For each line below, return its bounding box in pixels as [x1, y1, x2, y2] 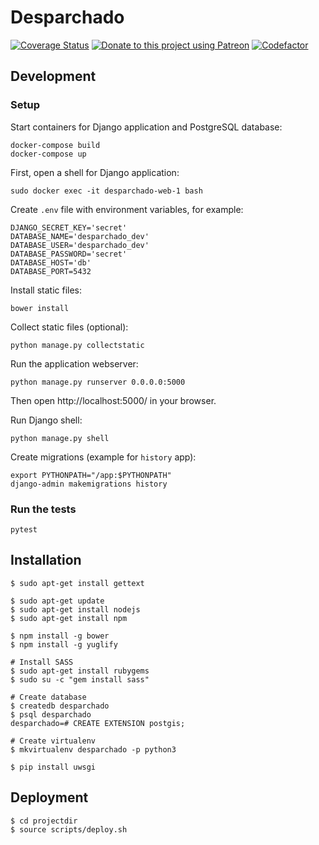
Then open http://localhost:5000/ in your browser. [10, 394, 217, 406]
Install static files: [10, 284, 83, 296]
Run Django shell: [10, 414, 83, 426]
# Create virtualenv [10, 736, 97, 746]
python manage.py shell [10, 433, 110, 443]
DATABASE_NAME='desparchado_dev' [10, 231, 150, 241]
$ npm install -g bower [10, 631, 110, 641]
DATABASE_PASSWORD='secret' [10, 249, 128, 259]
